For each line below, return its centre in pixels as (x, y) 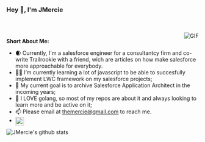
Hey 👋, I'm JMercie (35, 10)
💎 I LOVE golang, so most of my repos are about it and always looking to (106, 98)
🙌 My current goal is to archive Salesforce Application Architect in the (103, 85)
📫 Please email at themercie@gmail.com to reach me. (83, 112)
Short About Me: (28, 41)
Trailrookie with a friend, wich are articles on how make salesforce (113, 60)
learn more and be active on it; (54, 105)
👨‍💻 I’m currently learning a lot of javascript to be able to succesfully (100, 73)
